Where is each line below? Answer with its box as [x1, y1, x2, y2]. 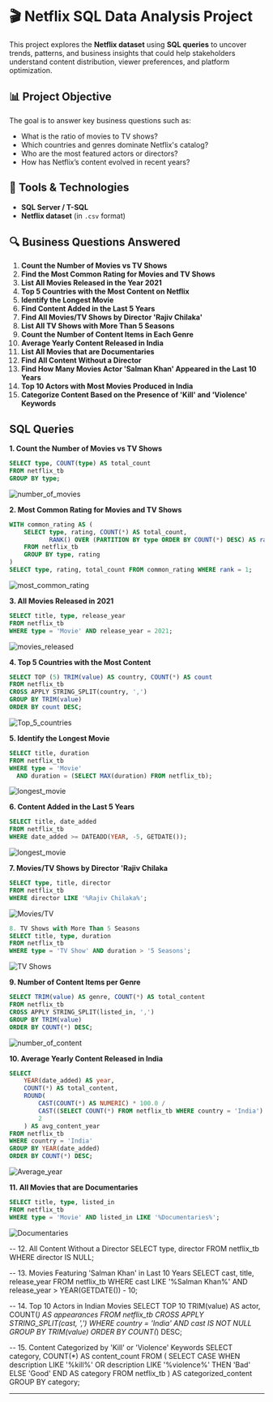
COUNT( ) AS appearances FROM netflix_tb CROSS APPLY [9, 1310, 204, 1319]
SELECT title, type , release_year [9, 611, 126, 620]
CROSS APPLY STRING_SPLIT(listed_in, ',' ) [9, 1008, 155, 1016]
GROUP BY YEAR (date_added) [9, 1145, 100, 1153]
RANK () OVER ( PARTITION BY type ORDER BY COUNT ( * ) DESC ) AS [49, 535, 256, 544]
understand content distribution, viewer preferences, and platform [9, 57, 230, 66]
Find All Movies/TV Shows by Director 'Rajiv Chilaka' [20, 312, 203, 322]
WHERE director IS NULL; [9, 1252, 94, 1262]
